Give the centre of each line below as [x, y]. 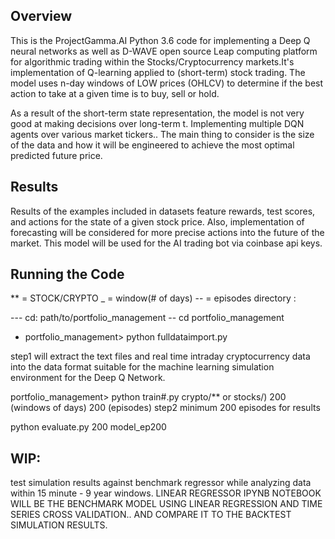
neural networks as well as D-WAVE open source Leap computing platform [164, 51]
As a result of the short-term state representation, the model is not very [157, 113]
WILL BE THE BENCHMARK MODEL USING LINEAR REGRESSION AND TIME [166, 504]
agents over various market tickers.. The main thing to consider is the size [162, 134]
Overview [41, 16]
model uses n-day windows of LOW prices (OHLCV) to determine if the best [167, 83]
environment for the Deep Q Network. [88, 378]
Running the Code [67, 274]
